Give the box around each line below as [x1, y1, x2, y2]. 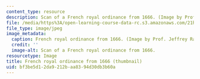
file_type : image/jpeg [6, 25, 62, 31]
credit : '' [11, 42, 39, 48]
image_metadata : [6, 31, 46, 37]
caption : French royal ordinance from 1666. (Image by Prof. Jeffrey [11, 36, 187, 42]
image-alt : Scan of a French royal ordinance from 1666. [11, 48, 156, 53]
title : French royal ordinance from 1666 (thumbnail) [6, 58, 143, 64]
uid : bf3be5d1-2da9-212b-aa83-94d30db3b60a [6, 64, 116, 70]
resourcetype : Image [6, 53, 58, 59]
